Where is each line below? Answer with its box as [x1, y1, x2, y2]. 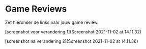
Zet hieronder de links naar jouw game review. [5, 19, 99, 25]
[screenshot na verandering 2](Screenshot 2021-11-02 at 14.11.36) [5, 38, 139, 44]
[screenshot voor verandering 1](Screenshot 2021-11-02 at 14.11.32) [5, 29, 142, 34]
